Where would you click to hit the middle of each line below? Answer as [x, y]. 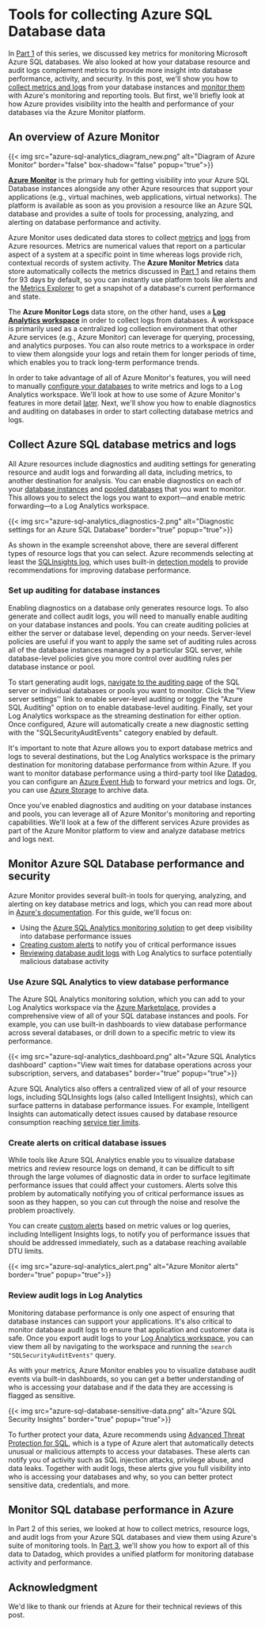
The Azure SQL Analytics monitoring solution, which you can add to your [127, 999]
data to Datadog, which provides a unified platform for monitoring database [131, 1554]
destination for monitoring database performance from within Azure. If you [130, 764]
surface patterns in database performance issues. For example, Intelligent [129, 1105]
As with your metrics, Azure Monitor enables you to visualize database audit [132, 1370]
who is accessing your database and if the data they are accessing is [121, 1387]
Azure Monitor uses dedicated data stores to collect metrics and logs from [129, 237]
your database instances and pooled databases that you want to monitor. [127, 489]
